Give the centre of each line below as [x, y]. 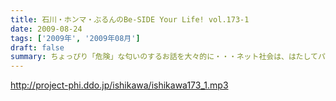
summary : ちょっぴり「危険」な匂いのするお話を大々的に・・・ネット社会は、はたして [164, 57]
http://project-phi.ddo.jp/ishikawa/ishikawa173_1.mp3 [119, 85]
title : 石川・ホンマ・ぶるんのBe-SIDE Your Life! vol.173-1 [130, 19]
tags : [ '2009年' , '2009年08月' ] [75, 38]
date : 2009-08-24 [46, 29]
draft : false [37, 47]
